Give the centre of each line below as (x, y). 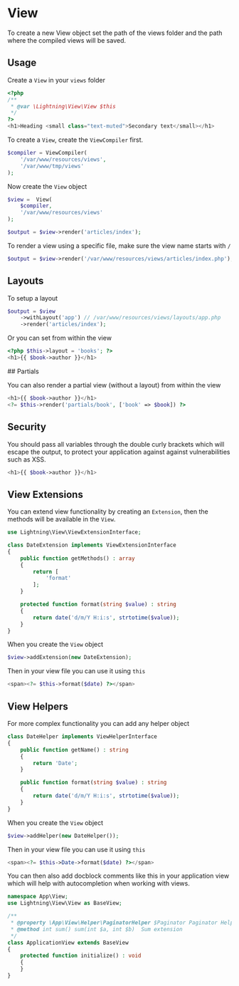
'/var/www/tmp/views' (52, 166)
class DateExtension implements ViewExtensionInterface (92, 545)
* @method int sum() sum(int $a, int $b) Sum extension (96, 929)
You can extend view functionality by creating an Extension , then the (108, 512)
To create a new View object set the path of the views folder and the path (115, 33)
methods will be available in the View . (62, 519)
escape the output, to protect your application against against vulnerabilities (119, 452)
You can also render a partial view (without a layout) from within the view (114, 385)
